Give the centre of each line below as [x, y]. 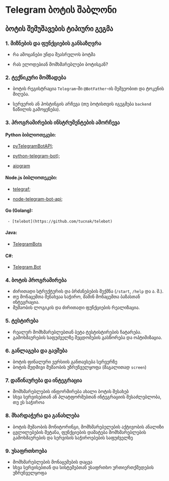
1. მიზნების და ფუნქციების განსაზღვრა [53, 43]
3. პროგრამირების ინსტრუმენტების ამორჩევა [63, 123]
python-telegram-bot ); [36, 156]
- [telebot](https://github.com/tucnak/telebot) [60, 221]
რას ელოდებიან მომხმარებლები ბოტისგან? [60, 64]
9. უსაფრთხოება [26, 451]
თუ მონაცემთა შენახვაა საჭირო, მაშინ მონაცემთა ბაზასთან [76, 297]
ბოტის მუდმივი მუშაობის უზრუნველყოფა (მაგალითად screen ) [79, 367]
